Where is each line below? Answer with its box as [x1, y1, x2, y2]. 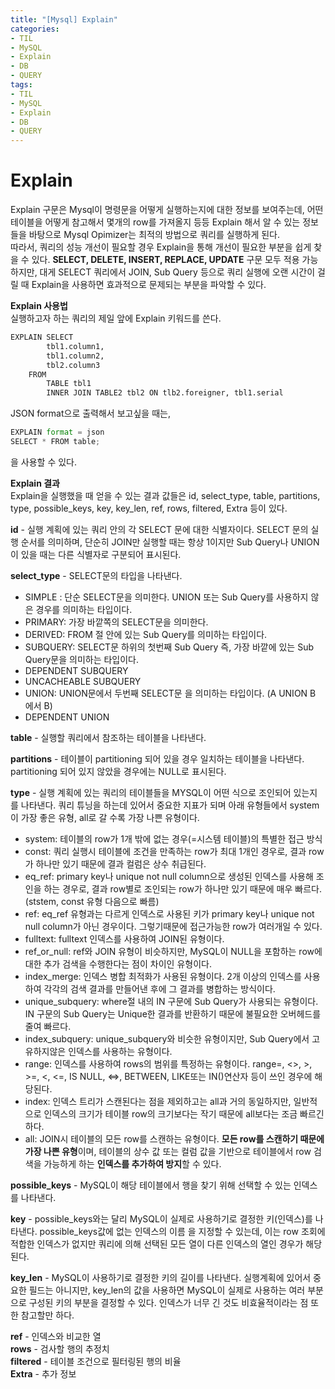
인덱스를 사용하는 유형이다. [68, 1045, 173, 1057]
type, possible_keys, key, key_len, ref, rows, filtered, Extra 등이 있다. [10, 502, 288, 514]
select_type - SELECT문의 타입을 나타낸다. [10, 569, 183, 581]
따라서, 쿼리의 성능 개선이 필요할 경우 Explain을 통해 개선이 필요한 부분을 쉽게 [10, 241, 312, 253]
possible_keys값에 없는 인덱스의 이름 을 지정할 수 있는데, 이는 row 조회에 [39, 1225, 326, 1237]
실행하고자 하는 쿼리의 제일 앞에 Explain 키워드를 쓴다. [10, 312, 222, 325]
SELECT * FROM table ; [10, 437, 101, 447]
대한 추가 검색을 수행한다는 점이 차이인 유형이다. [24, 957, 212, 970]
